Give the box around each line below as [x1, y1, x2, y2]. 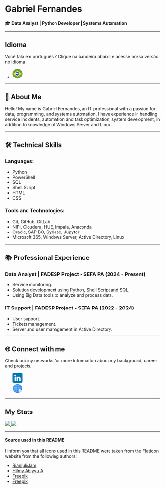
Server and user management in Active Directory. [12, 326, 112, 332]
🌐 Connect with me [5, 345, 65, 353]
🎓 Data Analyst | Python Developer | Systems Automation [5, 20, 127, 26]
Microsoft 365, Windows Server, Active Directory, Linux [12, 234, 125, 240]
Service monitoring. [12, 282, 53, 288]
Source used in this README [5, 437, 65, 443]
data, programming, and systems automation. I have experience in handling [5, 111, 158, 117]
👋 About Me [5, 93, 42, 101]
